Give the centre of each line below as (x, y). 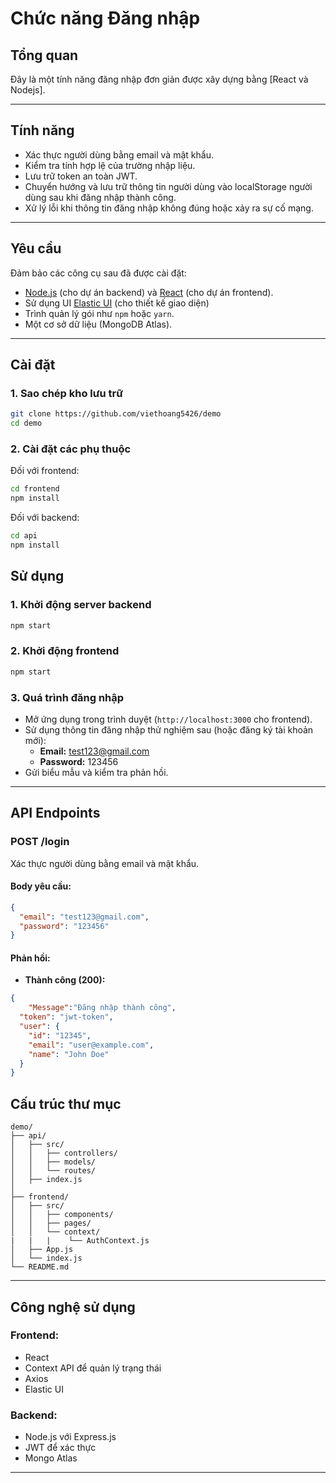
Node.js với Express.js (70, 1437)
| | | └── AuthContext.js (80, 1241)
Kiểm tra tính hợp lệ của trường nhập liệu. (110, 165)
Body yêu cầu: (41, 886)
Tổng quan (44, 55)
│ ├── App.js (42, 1250)
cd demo (26, 423)
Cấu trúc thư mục (66, 1103)
